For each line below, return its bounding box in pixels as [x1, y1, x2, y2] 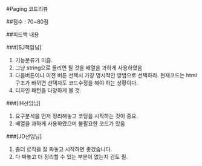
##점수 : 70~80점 [6, 18, 49, 25]
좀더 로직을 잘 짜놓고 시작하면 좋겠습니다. [15, 145, 112, 153]
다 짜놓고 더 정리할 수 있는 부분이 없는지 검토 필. [15, 153, 128, 160]
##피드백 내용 [6, 31, 39, 38]
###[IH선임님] [6, 100, 41, 107]
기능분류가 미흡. [15, 57, 53, 63]
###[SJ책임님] [6, 44, 42, 51]
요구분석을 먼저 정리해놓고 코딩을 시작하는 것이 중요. [15, 112, 138, 120]
